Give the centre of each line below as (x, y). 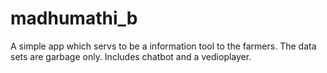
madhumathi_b (74, 18)
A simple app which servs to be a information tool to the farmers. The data (163, 46)
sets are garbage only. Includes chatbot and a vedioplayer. (131, 56)
